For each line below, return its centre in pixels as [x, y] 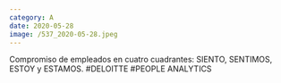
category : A [31, 17]
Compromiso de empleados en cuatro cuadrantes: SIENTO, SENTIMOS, [141, 60]
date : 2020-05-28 [42, 26]
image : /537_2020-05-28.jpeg [64, 34]
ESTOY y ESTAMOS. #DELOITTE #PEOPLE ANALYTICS [111, 69]
